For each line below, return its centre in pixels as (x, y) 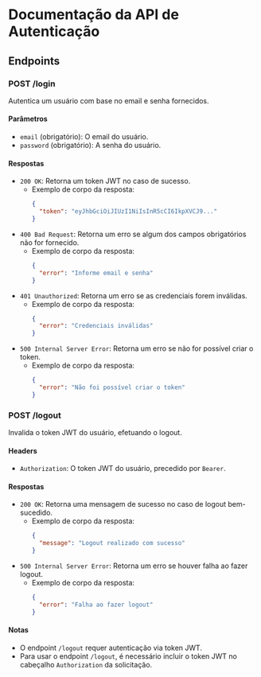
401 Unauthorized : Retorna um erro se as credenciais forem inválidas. (134, 295)
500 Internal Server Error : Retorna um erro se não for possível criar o (136, 348)
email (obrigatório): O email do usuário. (84, 137)
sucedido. (36, 513)
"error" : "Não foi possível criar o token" (112, 387)
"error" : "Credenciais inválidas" (96, 326)
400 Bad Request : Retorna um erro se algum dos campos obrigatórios (133, 234)
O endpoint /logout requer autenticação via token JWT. (111, 648)
